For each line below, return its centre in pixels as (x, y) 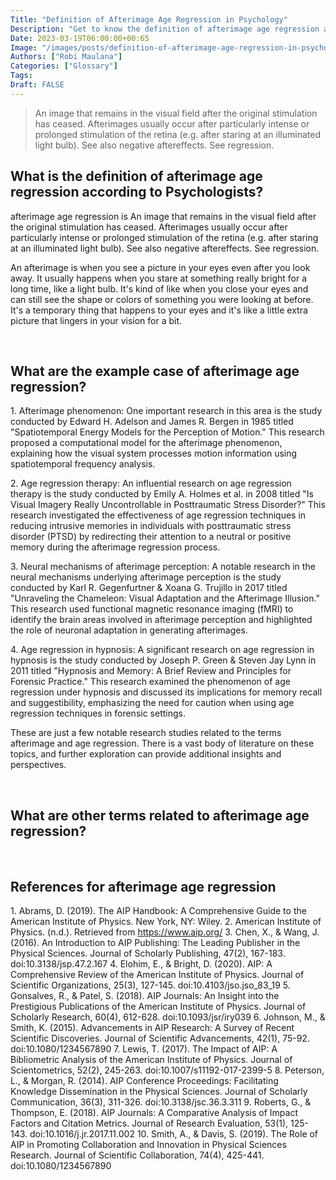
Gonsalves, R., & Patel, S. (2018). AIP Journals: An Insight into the (145, 995)
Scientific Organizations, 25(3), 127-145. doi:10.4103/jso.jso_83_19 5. (150, 985)
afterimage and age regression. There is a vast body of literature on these (162, 743)
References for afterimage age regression (143, 886)
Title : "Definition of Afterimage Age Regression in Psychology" (149, 19)
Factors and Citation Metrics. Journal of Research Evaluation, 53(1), (149, 1123)
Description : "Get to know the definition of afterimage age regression (165, 29)
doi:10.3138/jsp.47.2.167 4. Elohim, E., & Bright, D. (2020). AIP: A (141, 964)
